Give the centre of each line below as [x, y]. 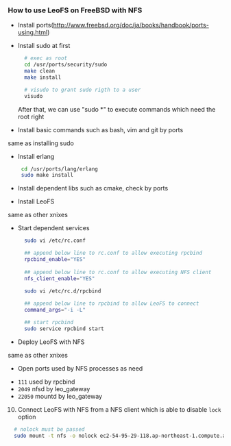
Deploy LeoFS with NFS [51, 342]
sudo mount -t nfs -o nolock [56, 436]
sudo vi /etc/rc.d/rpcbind [63, 291]
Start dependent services [53, 228]
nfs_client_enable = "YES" [60, 278]
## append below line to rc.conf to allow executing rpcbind [113, 253]
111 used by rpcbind [46, 382]
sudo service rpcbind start [64, 329]
